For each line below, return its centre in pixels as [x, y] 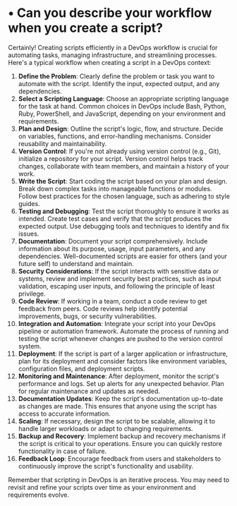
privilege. [32, 294]
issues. [29, 234]
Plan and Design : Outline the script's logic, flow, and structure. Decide [121, 128]
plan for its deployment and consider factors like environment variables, [123, 361]
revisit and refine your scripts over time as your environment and [102, 487]
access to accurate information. [65, 414]
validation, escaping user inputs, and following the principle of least [116, 286]
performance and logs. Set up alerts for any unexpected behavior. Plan [121, 383]
